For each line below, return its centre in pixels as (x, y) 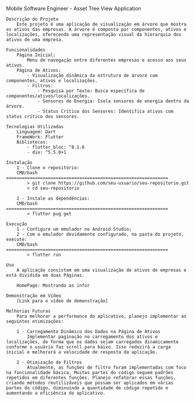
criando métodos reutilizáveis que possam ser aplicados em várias (90, 383)
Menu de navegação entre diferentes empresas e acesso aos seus (107, 60)
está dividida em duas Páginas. (45, 275)
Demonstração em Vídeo (34, 296)
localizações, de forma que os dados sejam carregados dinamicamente (93, 342)
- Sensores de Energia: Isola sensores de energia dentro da (113, 101)
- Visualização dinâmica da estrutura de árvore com (93, 76)
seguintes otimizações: (35, 321)
